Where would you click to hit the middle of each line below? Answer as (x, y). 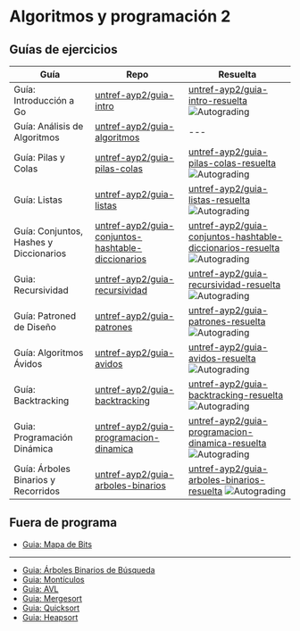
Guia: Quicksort (51, 608)
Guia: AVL (41, 589)
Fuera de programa (63, 523)
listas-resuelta (220, 200)
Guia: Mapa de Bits (57, 544)
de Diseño (35, 327)
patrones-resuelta (227, 321)
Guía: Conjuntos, (48, 231)
